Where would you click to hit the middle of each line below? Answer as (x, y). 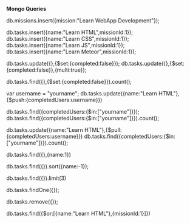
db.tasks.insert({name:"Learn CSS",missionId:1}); (68, 39)
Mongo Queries (26, 9)
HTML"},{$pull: (103, 130)
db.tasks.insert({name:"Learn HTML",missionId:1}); (70, 32)
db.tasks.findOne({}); (33, 190)
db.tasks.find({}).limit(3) (36, 178)
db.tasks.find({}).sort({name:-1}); (48, 166)
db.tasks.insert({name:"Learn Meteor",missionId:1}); (71, 52)
